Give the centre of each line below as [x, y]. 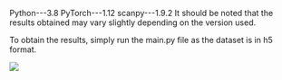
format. [23, 49]
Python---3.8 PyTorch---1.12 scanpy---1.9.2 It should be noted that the [141, 13]
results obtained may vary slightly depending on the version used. [133, 22]
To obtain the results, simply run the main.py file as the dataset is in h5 [141, 40]
